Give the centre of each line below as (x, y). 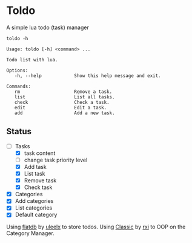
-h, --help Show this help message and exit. (88, 76)
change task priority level (56, 160)
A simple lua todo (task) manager (48, 27)
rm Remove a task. (63, 92)
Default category (36, 215)
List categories (34, 208)
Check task (38, 187)
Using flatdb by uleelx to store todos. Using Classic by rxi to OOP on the (96, 227)
